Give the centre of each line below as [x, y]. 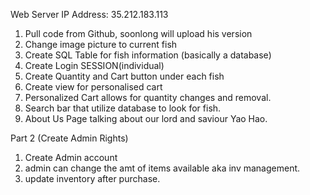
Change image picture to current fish [101, 44]
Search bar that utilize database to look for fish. [123, 108]
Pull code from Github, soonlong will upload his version [138, 33]
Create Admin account [71, 157]
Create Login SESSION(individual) [94, 65]
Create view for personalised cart [93, 87]
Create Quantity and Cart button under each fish [124, 76]
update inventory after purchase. [92, 178]
